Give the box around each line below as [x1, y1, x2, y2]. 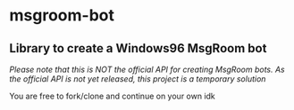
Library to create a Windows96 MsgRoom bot [9, 41, 267, 56]
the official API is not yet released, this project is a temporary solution [9, 74, 266, 84]
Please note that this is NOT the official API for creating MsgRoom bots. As [9, 64, 285, 75]
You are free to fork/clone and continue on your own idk [9, 90, 216, 101]
